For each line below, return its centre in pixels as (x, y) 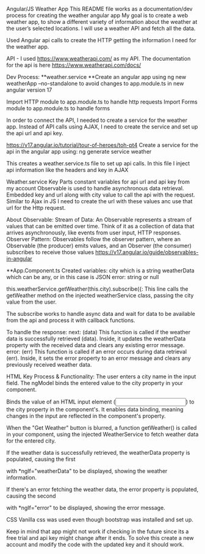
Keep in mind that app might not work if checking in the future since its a (98, 531)
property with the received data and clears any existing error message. (95, 345)
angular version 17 (29, 90)
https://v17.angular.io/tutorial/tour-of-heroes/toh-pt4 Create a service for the (103, 145)
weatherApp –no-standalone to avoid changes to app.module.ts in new (95, 83)
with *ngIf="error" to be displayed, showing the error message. (86, 508)
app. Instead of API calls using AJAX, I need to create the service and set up (102, 127)
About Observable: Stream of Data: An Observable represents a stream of (99, 219)
